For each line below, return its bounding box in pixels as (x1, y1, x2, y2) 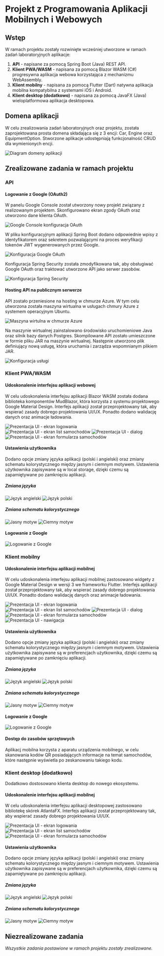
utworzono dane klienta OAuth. (5, 213, 68, 219)
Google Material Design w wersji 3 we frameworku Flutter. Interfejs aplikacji (5, 582, 158, 588)
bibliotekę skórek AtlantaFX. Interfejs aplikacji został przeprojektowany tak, (5, 808, 156, 814)
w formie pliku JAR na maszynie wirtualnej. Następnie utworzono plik (5, 338, 144, 344)
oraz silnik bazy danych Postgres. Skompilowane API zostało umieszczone (5, 332, 156, 338)
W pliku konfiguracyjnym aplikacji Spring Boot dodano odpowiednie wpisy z (5, 232, 158, 238)
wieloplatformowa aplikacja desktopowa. (12, 98, 94, 104)
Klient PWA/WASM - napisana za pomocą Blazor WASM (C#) (12, 66, 137, 72)
